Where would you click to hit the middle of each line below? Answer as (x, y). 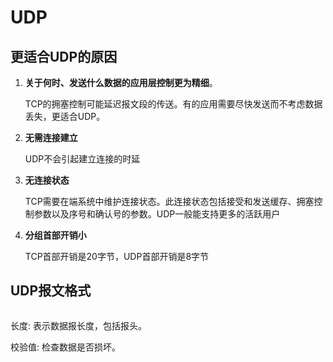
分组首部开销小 (55, 235)
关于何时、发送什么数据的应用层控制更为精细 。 (121, 82)
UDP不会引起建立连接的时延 (82, 159)
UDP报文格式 (51, 291)
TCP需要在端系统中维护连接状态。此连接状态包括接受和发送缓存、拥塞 (169, 201)
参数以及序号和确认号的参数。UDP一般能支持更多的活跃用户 (157, 214)
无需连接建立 (51, 137)
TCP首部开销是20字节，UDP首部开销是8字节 (117, 256)
